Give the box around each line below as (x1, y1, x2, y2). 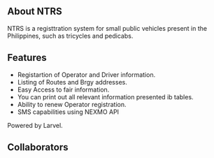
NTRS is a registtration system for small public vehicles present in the (7, 24, 208, 32)
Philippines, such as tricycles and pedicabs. (7, 31, 134, 40)
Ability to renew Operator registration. (17, 100, 127, 108)
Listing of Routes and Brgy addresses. (17, 78, 127, 86)
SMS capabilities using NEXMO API (17, 108, 120, 116)
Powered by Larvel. (7, 121, 63, 129)
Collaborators (7, 141, 69, 153)
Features (7, 52, 47, 64)
